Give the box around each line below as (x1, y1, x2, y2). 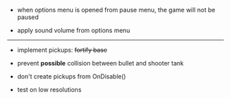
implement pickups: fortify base (16, 46, 108, 54)
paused (16, 13, 39, 21)
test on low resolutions (16, 85, 82, 94)
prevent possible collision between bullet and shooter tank (16, 59, 184, 67)
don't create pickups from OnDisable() (16, 72, 126, 81)
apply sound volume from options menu (16, 27, 131, 34)
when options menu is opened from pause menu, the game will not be (16, 6, 215, 14)
